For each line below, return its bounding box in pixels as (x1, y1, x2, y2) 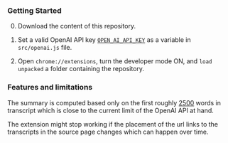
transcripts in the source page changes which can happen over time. (7, 127, 209, 136)
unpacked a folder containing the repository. (17, 65, 144, 73)
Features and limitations (7, 83, 93, 92)
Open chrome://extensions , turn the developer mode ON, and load (17, 57, 212, 65)
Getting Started (7, 6, 62, 16)
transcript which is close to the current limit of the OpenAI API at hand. (7, 106, 215, 115)
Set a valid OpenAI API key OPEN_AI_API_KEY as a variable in (17, 36, 192, 44)
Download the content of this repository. (17, 22, 136, 31)
